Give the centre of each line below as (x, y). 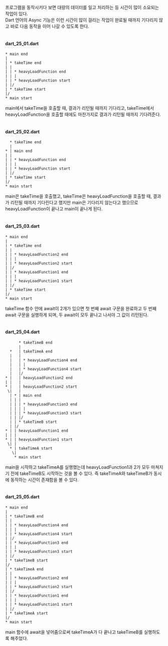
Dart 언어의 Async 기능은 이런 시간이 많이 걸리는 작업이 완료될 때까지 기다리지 (81, 20)
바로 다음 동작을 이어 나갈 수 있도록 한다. (50, 26)
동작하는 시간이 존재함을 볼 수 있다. (44, 479)
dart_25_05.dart (22, 497)
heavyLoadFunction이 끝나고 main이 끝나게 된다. (54, 209)
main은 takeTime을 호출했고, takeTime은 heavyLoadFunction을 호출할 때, (78, 196)
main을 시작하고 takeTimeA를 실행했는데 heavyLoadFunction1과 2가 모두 (78, 467)
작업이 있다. (17, 14)
